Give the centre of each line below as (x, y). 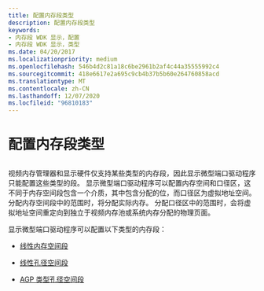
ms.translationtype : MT (47, 81)
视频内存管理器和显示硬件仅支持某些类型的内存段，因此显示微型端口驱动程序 (132, 173)
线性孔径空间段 (44, 262)
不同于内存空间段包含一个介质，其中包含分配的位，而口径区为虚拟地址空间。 (132, 193)
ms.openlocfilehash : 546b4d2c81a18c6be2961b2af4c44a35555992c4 (114, 67)
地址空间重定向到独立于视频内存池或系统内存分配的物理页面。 (114, 212)
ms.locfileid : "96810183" (50, 103)
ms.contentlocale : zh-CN (49, 88)
